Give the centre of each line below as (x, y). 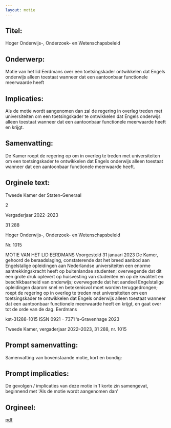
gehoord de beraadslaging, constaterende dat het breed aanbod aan (78, 260)
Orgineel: (20, 407)
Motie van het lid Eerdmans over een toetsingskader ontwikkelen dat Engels (85, 72)
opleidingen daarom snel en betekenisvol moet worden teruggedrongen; (81, 287)
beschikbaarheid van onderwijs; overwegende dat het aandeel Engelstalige (84, 282)
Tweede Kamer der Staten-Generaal (44, 195)
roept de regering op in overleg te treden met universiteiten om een (76, 293)
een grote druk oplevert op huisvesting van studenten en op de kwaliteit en (84, 276)
